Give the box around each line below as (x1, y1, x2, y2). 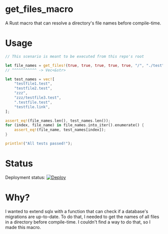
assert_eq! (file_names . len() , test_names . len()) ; (5, 118, 111, 123)
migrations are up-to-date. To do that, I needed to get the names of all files (5, 214, 159, 220)
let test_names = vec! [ (5, 76, 55, 82)
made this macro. (5, 224, 41, 230)
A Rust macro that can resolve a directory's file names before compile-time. (5, 20, 161, 26)
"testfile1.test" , (14, 81, 52, 86)
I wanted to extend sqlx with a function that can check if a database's (5, 208, 148, 214)
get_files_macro (5, 3, 73, 15)
